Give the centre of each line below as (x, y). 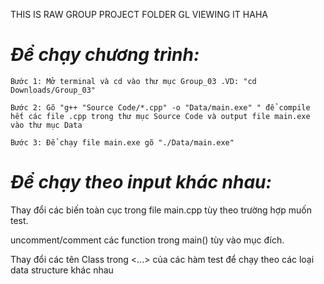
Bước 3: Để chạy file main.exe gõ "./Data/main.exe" (122, 142)
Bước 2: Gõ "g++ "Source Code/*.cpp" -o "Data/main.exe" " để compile (160, 107)
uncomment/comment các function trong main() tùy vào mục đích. (147, 240)
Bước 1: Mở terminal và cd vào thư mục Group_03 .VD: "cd (133, 81)
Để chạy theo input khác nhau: (141, 182)
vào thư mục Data (46, 125)
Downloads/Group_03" (53, 90)
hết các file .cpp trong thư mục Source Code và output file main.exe (160, 116)
